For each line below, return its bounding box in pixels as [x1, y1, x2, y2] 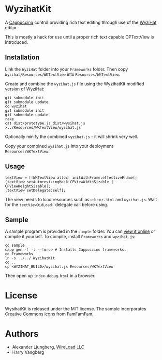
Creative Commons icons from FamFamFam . [5, 311, 94, 317]
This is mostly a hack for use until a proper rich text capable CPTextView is [5, 34, 154, 40]
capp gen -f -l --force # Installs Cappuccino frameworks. [5, 247, 127, 252]
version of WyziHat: [5, 86, 44, 92]
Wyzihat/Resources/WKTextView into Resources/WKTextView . [5, 71, 120, 77]
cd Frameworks [5, 252, 34, 257]
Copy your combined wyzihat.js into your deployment [5, 143, 114, 149]
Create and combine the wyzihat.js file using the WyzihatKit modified [5, 81, 144, 86]
